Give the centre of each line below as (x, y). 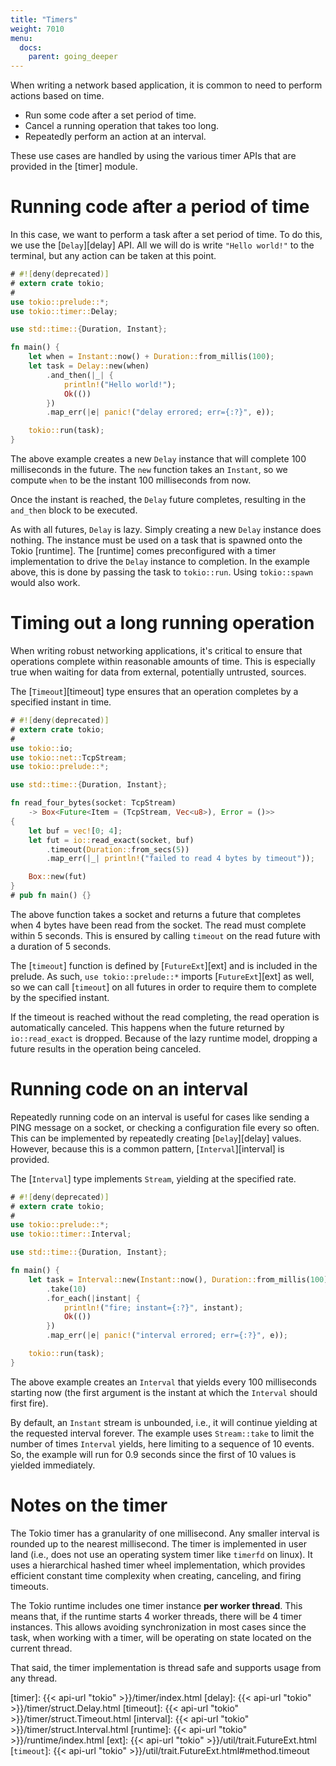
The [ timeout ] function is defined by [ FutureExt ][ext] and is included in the (164, 965)
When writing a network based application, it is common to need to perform (166, 85)
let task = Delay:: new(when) (89, 366)
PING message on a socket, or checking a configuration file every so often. (165, 1127)
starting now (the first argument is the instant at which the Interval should (164, 1392)
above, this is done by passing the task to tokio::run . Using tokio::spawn (162, 572)
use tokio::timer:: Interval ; (71, 1234)
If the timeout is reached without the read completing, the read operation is (165, 1017)
